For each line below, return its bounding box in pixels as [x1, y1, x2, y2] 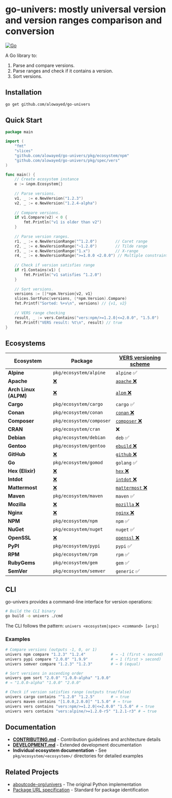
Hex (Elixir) [8, 467, 36, 474]
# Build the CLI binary [5, 609, 56, 614]
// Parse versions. [14, 191, 56, 196]
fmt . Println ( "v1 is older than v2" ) [24, 220, 102, 225]
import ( [5, 139, 24, 144]
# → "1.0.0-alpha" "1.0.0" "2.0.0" [5, 680, 81, 686]
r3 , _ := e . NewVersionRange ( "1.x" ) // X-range [14, 248, 139, 254]
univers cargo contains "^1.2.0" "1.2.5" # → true [5, 694, 130, 699]
